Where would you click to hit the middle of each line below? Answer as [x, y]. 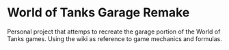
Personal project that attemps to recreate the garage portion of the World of [114, 32]
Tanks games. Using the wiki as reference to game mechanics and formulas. [114, 38]
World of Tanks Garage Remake [98, 13]
